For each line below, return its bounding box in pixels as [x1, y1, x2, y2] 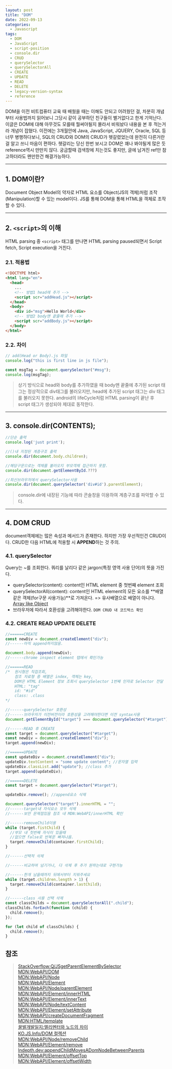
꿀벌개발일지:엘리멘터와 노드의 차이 [17, 1024, 88, 1030]
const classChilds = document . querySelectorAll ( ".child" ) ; [5, 901, 134, 906]
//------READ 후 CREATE [5, 726, 55, 731]
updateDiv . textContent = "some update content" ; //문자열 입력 [5, 759, 138, 764]
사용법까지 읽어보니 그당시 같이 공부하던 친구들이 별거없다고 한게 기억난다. [14, 115, 163, 121]
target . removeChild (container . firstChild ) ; [10, 840, 104, 845]
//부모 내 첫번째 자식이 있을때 [10, 830, 66, 835]
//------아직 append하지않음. [5, 641, 63, 646]
